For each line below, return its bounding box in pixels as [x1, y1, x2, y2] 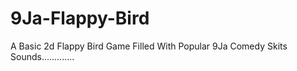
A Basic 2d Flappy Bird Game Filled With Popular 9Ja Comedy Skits [10, 40, 288, 52]
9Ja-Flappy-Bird [10, 7, 150, 30]
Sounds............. [10, 50, 75, 62]
